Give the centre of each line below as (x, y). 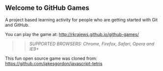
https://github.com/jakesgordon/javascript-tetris (54, 63)
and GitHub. (17, 25)
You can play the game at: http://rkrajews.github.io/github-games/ (72, 34)
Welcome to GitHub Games (47, 8)
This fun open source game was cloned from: (51, 58)
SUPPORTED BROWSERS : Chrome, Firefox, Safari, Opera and (92, 44)
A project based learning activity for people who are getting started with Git (81, 19)
